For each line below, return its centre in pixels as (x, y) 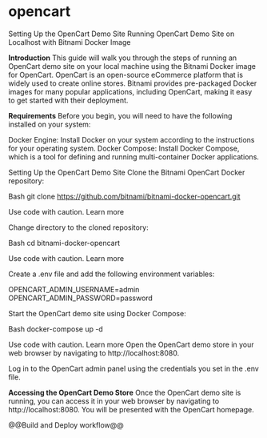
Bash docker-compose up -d (56, 329)
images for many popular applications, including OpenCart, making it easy (130, 91)
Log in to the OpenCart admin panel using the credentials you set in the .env (134, 368)
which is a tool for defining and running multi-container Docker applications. (134, 157)
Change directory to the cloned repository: (79, 227)
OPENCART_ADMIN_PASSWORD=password (81, 298)
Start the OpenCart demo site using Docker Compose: (97, 313)
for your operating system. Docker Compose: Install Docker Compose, (124, 148)
